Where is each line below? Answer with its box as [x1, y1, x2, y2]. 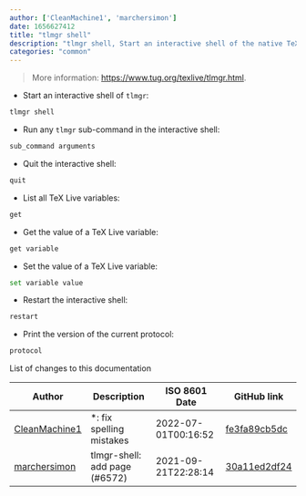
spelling [90, 423, 125, 436]
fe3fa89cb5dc [225, 423, 289, 436]
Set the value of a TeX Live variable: [22, 261, 158, 272]
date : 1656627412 [9, 22, 76, 31]
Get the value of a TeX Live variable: [22, 226, 159, 237]
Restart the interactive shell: [22, 294, 128, 305]
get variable [9, 243, 59, 253]
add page [90, 460, 132, 473]
